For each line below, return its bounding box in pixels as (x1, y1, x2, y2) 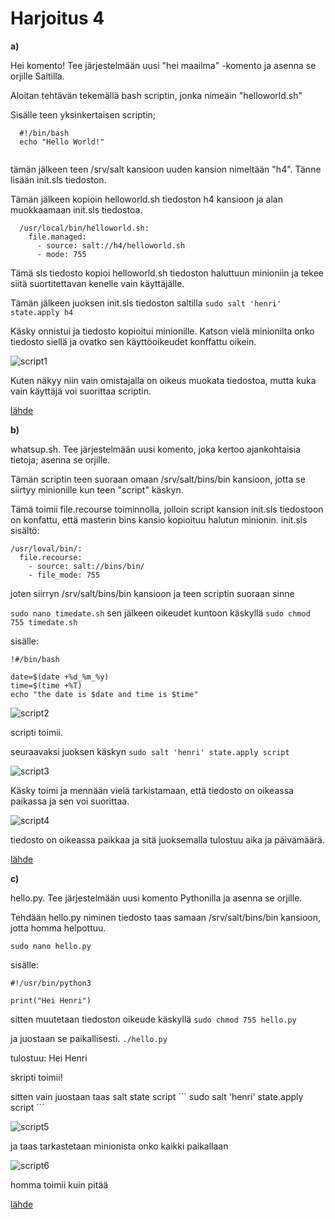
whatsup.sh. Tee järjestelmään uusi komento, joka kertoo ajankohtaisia (10, 443, 302, 455)
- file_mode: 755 (28, 570, 101, 580)
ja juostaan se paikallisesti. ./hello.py (10, 1032, 168, 1044)
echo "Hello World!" (19, 137, 105, 147)
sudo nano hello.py (10, 941, 92, 951)
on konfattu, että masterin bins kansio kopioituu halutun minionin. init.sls (10, 513, 308, 526)
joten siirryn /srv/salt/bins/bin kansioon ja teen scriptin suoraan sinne (10, 587, 295, 599)
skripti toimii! (10, 1071, 63, 1083)
